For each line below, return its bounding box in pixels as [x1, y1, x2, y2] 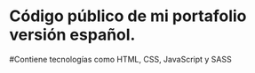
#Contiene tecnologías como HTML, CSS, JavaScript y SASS [9, 54, 233, 64]
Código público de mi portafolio [9, 6, 247, 26]
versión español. [9, 25, 136, 45]
